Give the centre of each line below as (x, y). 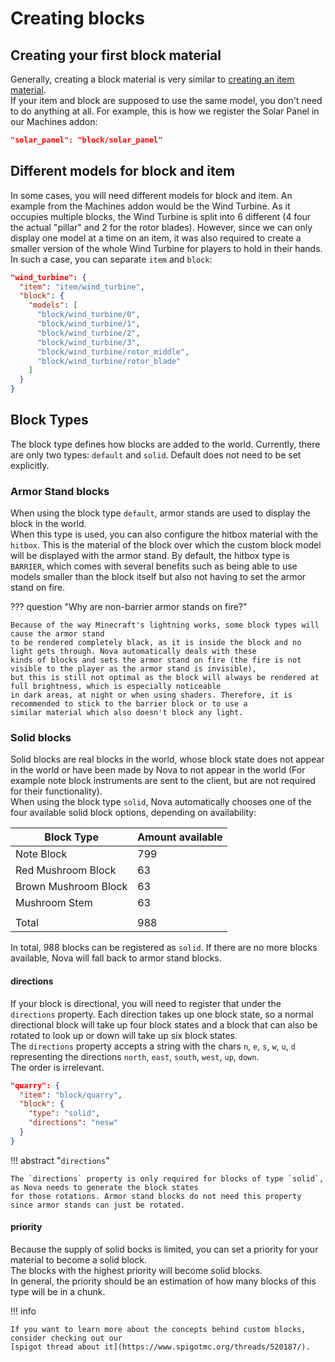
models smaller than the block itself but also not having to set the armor (158, 577)
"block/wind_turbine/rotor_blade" (109, 361)
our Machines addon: (54, 121)
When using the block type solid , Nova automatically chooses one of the (161, 802)
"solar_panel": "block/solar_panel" (86, 140)
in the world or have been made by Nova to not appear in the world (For (158, 770)
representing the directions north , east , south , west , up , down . (135, 1056)
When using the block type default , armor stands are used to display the (160, 513)
